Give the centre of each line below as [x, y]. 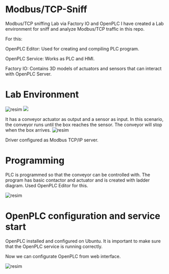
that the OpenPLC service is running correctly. [54, 246]
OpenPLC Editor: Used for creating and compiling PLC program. [72, 48]
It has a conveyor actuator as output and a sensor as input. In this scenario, [84, 119]
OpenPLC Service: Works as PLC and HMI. [50, 58]
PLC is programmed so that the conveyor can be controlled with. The [78, 175]
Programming [35, 160]
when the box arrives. [28, 130]
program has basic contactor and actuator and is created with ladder [78, 180]
